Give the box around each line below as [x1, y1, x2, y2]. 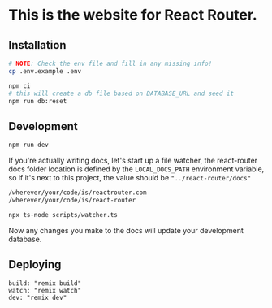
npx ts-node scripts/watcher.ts [8, 210, 118, 219]
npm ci [8, 81, 31, 90]
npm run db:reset [8, 97, 67, 105]
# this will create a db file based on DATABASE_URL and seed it [8, 89, 234, 98]
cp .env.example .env [8, 67, 82, 75]
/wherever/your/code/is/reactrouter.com [8, 189, 148, 197]
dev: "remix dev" [8, 293, 67, 301]
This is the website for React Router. [8, 6, 257, 24]
